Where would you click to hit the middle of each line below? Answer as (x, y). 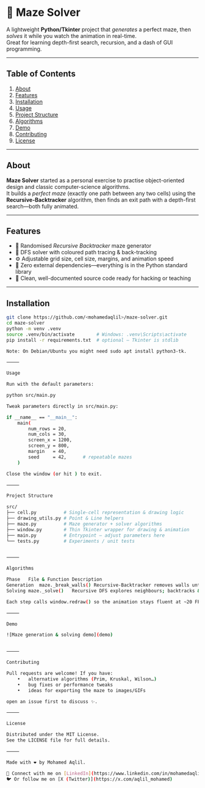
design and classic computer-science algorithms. (68, 186)
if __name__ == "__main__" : (42, 417)
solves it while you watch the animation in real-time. (72, 35)
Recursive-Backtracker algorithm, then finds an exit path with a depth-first (101, 200)
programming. (24, 49)
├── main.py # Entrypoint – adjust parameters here (86, 535)
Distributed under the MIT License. (53, 735)
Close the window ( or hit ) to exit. (54, 474)
